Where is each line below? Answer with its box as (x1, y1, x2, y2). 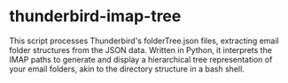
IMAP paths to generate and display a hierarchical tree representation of (9, 54, 273, 64)
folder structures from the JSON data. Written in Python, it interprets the (9, 44, 273, 55)
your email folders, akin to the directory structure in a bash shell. (9, 64, 245, 74)
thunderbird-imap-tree (9, 6, 182, 26)
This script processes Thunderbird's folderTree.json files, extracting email (9, 35, 279, 46)
